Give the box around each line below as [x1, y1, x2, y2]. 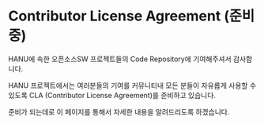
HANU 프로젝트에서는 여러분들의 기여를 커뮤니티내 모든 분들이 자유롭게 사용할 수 [8, 80, 257, 90]
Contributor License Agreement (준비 [8, 7, 255, 25]
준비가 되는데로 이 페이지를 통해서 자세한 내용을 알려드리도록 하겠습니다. [8, 107, 230, 116]
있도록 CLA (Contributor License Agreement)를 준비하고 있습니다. [8, 90, 216, 100]
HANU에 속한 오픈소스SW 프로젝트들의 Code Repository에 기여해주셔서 [8, 54, 232, 64]
